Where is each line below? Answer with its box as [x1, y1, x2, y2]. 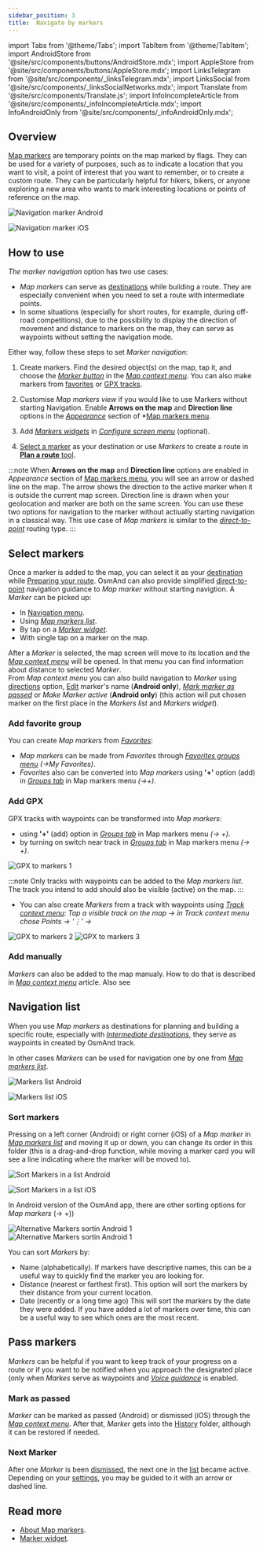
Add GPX [8, 796, 44, 807]
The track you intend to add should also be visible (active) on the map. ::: [8, 884, 244, 893]
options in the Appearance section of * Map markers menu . [19, 411, 212, 421]
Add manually [8, 951, 63, 962]
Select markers [8, 547, 85, 560]
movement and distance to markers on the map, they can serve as [19, 324, 234, 333]
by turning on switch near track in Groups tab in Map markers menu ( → [19, 837, 250, 846]
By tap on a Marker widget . [19, 624, 108, 634]
